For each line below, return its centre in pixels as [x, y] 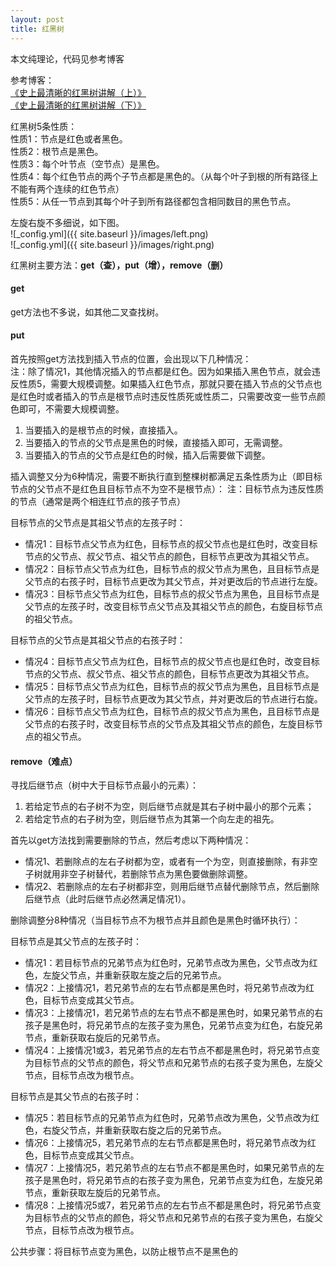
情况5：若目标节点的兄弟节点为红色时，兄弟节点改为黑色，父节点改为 [168, 1118]
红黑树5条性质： [44, 126]
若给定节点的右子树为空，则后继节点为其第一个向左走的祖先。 [152, 819]
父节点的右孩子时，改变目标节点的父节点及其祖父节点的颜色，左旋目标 [169, 723]
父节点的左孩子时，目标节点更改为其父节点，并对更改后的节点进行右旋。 [173, 698]
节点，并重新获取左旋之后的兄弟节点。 [147, 975]
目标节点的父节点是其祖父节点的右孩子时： [98, 640]
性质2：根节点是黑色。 [57, 151]
